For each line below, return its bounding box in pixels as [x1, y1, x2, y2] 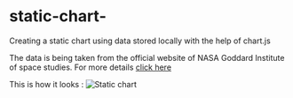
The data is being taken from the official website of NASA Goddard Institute [9, 52, 285, 63]
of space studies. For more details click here [9, 62, 171, 72]
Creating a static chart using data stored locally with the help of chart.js [9, 35, 271, 46]
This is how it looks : [9, 79, 84, 89]
